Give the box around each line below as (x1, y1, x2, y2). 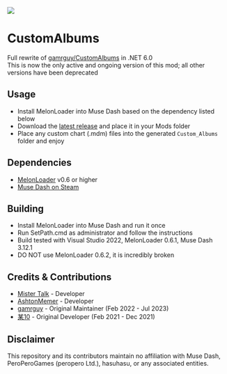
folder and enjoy (17, 137, 65, 145)
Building (7, 203, 44, 215)
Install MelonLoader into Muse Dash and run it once (17, 221, 166, 230)
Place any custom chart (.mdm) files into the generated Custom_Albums (17, 129, 218, 137)
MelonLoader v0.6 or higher (17, 175, 98, 184)
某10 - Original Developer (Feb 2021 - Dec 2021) (17, 313, 155, 321)
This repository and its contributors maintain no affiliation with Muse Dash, (7, 352, 221, 360)
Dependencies (7, 157, 72, 169)
